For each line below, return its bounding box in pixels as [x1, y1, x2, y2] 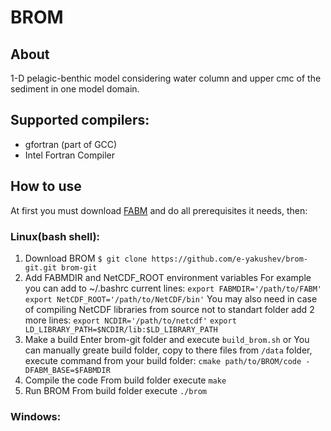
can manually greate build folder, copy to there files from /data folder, [24, 344, 313, 356]
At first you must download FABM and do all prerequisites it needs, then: [10, 204, 308, 216]
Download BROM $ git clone [24, 252, 148, 264]
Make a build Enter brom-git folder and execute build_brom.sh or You [24, 333, 310, 345]
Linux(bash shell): [10, 229, 101, 243]
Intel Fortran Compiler [24, 149, 115, 161]
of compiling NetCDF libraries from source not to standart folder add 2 [24, 303, 315, 315]
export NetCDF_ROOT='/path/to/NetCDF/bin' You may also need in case [24, 292, 318, 305]
